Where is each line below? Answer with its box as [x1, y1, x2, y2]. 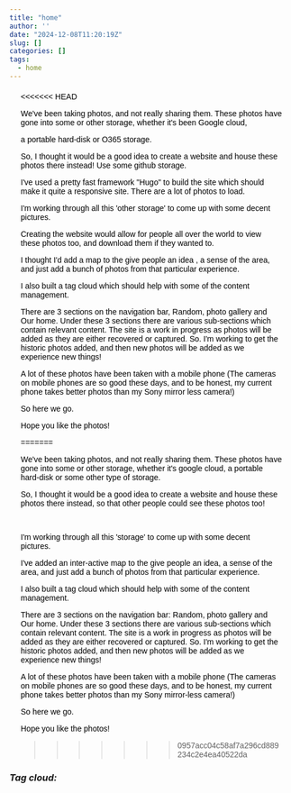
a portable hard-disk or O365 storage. [21, 134, 152, 144]
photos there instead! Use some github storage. [21, 160, 187, 170]
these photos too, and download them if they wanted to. [21, 238, 214, 248]
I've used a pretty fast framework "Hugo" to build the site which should [21, 177, 265, 187]
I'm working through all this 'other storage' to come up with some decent [21, 203, 271, 213]
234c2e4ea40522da [177, 749, 248, 760]
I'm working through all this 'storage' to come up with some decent [21, 532, 250, 542]
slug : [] [9, 38, 42, 48]
